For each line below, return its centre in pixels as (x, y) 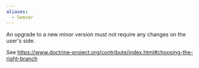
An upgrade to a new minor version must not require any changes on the (96, 34)
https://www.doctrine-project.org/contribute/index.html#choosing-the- (105, 52)
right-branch (22, 58)
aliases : (17, 12)
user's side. (21, 41)
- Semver (23, 17)
